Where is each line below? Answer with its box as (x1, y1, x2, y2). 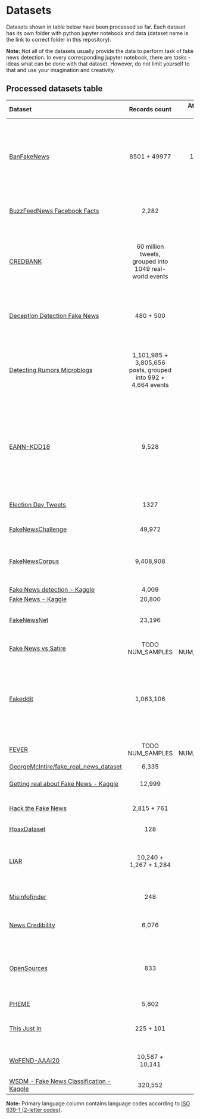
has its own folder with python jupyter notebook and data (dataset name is (6, 29, 189, 36)
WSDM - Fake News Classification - (9, 1077, 112, 1085)
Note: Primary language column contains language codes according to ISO (6, 1099, 190, 1107)
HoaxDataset (9, 825, 46, 833)
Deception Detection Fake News (9, 311, 99, 320)
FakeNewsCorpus (9, 557, 60, 565)
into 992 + (135, 373, 165, 382)
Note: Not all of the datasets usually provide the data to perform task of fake (6, 47, 194, 54)
